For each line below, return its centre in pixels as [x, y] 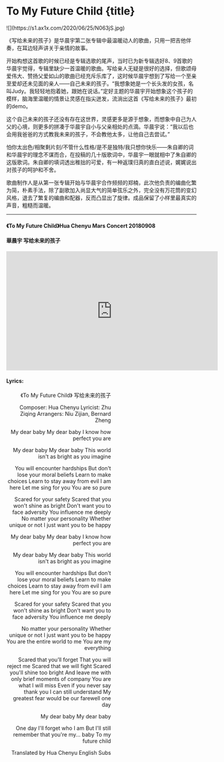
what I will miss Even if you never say [65, 685]
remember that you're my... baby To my [62, 734]
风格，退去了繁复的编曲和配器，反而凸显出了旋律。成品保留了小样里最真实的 [101, 197]
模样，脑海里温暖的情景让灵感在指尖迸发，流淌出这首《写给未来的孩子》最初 [101, 99]
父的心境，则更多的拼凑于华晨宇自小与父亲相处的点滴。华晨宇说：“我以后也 [100, 126]
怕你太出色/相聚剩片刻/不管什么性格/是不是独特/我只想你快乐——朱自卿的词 [100, 147]
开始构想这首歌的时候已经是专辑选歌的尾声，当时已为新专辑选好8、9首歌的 [100, 61]
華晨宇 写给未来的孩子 [34, 241]
